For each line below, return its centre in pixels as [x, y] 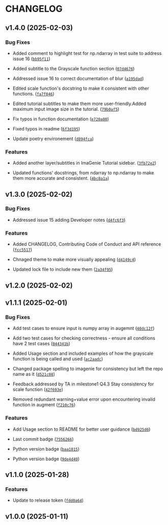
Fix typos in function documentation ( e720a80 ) [61, 119]
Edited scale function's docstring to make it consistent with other [81, 88]
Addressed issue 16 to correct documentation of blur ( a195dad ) [78, 78]
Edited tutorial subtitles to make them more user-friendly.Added [79, 103]
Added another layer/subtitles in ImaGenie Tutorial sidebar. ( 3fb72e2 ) [85, 163]
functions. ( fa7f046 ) [33, 94]
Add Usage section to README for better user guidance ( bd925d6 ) [81, 429]
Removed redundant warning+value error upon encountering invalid [84, 399]
